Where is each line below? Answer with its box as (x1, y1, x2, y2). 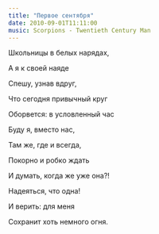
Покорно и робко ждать (8, 155, 90, 165)
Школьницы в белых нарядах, (8, 48, 110, 58)
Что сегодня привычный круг (8, 94, 108, 104)
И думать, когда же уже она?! (8, 171, 110, 181)
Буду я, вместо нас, (8, 125, 76, 135)
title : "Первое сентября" (8, 11, 94, 20)
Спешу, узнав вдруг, (8, 79, 77, 88)
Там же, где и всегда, (8, 140, 82, 150)
